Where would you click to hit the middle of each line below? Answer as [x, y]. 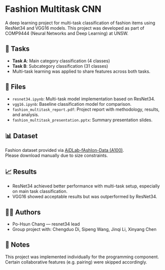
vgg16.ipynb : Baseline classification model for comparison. [72, 104]
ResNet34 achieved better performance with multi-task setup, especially [86, 186]
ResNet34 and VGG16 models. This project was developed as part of [75, 28]
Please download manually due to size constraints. [57, 156]
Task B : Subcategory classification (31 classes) [60, 66]
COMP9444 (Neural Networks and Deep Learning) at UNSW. [67, 33]
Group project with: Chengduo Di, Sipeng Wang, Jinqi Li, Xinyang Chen [84, 229]
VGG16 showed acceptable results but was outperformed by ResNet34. [85, 197]
